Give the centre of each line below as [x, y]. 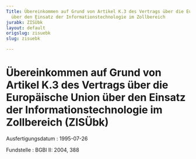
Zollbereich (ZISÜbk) [57, 122]
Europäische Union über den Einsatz [96, 98]
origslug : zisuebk [28, 33]
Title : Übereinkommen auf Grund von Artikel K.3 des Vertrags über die [95, 11]
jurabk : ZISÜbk [24, 22]
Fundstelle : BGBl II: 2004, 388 [43, 150]
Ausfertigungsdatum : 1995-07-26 [47, 139]
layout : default [26, 28]
